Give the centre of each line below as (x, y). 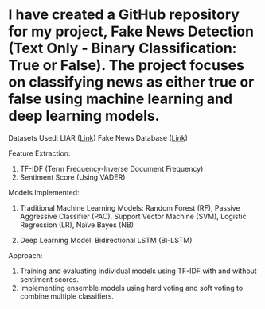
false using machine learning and (121, 99)
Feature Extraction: (39, 153)
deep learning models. (84, 116)
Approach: (25, 255)
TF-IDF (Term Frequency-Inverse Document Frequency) (111, 168)
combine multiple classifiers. (66, 296)
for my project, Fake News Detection (131, 31)
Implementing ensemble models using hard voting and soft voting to (131, 288)
